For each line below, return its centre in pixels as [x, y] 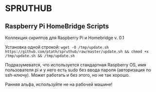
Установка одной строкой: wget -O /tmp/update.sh [57, 47]
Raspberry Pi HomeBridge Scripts [57, 26]
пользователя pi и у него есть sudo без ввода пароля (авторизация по [78, 70]
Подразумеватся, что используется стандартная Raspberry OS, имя [76, 65]
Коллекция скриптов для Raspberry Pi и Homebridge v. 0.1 [65, 38]
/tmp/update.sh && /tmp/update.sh [40, 56]
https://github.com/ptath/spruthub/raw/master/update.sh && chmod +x [77, 52]
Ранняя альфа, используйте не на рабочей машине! [59, 84]
